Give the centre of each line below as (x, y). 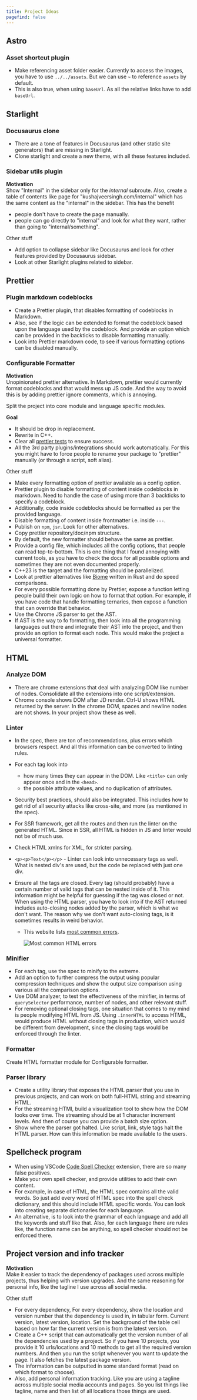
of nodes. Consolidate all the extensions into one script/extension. (95, 694)
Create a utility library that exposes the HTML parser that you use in (97, 1090)
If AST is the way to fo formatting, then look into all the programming (98, 621)
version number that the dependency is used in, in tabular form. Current (102, 1316)
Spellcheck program (44, 1152)
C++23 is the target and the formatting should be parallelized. (89, 570)
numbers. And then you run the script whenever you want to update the (101, 1353)
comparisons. (31, 583)
